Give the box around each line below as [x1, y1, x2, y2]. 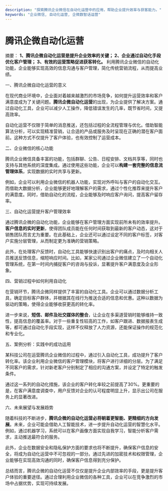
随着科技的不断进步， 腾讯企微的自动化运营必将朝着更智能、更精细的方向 [5, 415, 154, 421]
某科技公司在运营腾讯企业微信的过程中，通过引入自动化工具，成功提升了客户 [5, 352, 163, 358]
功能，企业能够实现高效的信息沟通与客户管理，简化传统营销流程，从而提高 [5, 65, 158, 71]
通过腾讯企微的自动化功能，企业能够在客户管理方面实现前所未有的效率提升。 [5, 219, 163, 225]
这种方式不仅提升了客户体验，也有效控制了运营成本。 [13, 135, 123, 141]
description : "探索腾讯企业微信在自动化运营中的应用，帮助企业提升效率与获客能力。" [5, 7, 161, 13]
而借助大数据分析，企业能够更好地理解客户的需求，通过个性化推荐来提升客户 [5, 185, 163, 191]
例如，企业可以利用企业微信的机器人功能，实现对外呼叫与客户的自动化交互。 [5, 179, 163, 185]
